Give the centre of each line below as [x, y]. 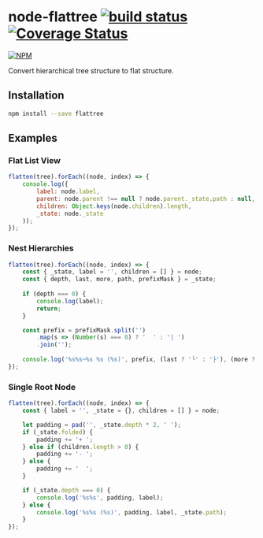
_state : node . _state [70, 213]
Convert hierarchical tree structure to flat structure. [91, 70]
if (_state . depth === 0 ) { [67, 490]
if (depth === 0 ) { [54, 294]
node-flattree [53, 17]
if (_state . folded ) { [57, 432]
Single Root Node [42, 387]
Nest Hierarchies [41, 248]
